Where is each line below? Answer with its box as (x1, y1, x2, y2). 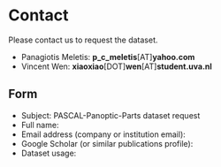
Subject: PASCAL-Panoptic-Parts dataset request (20, 110, 201, 120)
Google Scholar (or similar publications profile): (20, 138, 194, 148)
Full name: (20, 119, 59, 130)
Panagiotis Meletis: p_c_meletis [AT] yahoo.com (20, 51, 195, 62)
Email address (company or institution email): (20, 129, 187, 140)
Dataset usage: (20, 148, 77, 158)
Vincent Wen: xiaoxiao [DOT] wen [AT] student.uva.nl (20, 61, 213, 72)
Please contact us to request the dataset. (8, 34, 158, 45)
